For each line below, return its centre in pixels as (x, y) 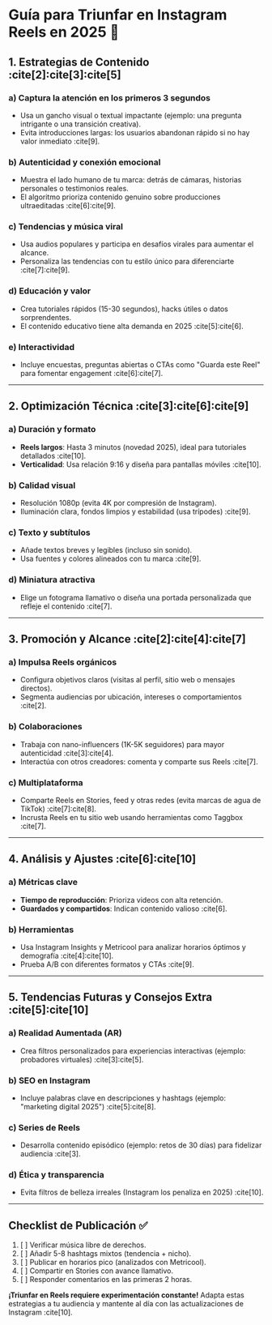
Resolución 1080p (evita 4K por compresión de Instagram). (118, 503)
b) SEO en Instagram (49, 1080)
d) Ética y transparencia (56, 1175)
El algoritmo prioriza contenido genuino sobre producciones (120, 197)
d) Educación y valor (50, 291)
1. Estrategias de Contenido (79, 62)
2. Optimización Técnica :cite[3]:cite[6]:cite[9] (129, 406)
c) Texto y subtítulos (49, 532)
